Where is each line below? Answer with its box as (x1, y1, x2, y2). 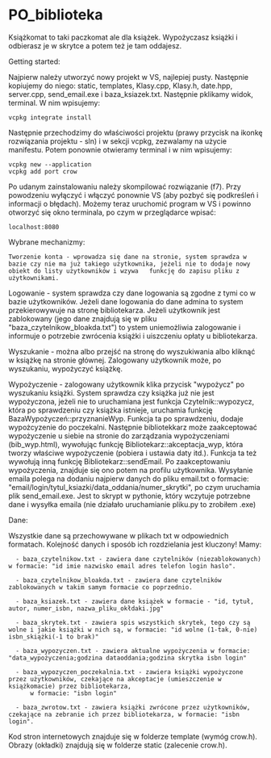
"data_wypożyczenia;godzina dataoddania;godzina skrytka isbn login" (8, 654, 248, 662)
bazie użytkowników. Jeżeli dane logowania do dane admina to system (8, 296, 244, 306)
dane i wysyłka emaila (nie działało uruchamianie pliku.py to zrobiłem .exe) (8, 499, 256, 509)
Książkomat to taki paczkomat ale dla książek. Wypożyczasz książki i (8, 32, 238, 42)
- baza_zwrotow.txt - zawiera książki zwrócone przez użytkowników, (15, 703, 251, 711)
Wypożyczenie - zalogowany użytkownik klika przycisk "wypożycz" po (8, 379, 244, 389)
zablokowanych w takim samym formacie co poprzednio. (8, 583, 194, 591)
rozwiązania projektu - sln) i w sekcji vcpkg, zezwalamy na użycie (8, 136, 227, 146)
